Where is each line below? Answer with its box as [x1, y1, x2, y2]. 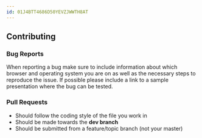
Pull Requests [6, 98, 48, 106]
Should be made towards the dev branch [15, 118, 119, 125]
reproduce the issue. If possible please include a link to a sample [6, 77, 169, 84]
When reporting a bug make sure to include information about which [6, 63, 178, 71]
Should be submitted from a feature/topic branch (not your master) [15, 125, 183, 132]
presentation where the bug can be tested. [6, 83, 114, 90]
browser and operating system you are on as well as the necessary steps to [6, 70, 196, 77]
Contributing [6, 32, 56, 42]
